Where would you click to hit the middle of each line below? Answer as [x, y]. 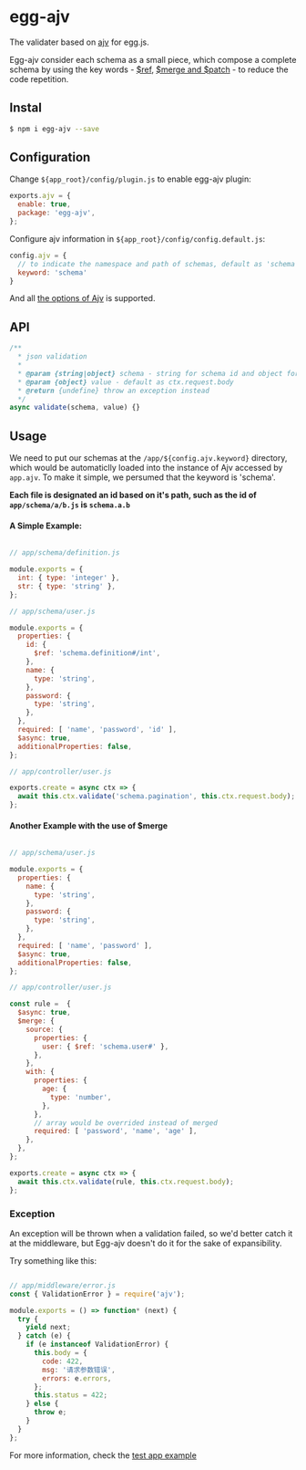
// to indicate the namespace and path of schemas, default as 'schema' [158, 264]
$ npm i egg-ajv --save [55, 129]
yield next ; [48, 1328]
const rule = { [40, 1004]
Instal [26, 108]
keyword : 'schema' [53, 272]
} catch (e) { [44, 1336]
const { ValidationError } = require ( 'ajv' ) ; [97, 1294]
